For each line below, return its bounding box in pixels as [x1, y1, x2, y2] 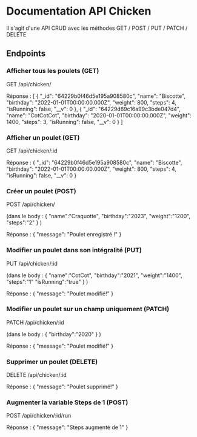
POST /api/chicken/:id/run [6, 412, 72, 419]
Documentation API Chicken [6, 4, 152, 18]
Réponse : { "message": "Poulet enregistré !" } [6, 231, 122, 238]
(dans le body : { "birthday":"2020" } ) [6, 330, 101, 338]
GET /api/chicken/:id [6, 147, 58, 154]
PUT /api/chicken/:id [6, 260, 58, 267]
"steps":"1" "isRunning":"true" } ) [6, 278, 88, 285]
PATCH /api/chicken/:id [6, 318, 64, 326]
